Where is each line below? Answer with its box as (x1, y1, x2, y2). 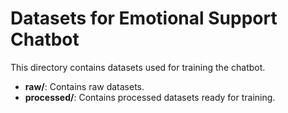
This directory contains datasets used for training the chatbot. (10, 61, 266, 73)
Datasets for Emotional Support (10, 7, 278, 30)
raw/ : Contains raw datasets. (24, 80, 145, 92)
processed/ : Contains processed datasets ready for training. (24, 91, 276, 103)
